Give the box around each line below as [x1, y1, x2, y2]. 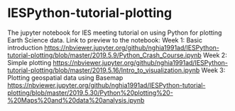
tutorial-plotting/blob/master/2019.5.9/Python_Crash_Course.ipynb [7, 51, 202, 59]
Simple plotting [7, 58, 52, 66]
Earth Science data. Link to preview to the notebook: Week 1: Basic [7, 35, 202, 44]
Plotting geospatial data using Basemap [7, 73, 124, 82]
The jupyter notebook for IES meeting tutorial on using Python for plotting [7, 28, 222, 37]
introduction [7, 43, 43, 52]
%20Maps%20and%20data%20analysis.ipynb [7, 95, 145, 104]
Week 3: [201, 66, 226, 74]
